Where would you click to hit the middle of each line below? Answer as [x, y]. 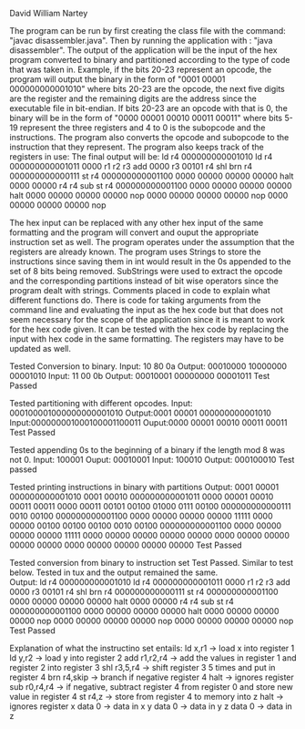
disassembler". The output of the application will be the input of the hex [143, 50]
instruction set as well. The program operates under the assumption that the [152, 242]
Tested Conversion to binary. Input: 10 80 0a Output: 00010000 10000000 [148, 366]
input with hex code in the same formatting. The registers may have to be [147, 339]
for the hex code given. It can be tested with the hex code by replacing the [149, 329]
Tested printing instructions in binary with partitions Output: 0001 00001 [144, 487]
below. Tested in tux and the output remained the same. [114, 572]
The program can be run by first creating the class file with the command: [148, 31]
